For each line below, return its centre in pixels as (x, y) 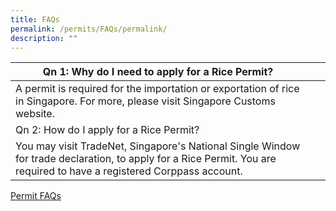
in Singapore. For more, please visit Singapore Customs (145, 101)
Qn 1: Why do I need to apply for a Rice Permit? (158, 72)
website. (35, 114)
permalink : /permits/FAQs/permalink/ (89, 29)
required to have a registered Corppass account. (129, 171)
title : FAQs (35, 19)
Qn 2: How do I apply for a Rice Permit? (107, 130)
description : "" (44, 38)
